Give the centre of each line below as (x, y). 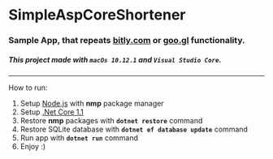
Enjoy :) (33, 147)
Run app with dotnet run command (79, 138)
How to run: (28, 88)
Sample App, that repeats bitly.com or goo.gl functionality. (127, 41)
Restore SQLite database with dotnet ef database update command (134, 129)
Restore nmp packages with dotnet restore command (111, 121)
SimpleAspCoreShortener (97, 15)
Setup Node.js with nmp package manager (92, 104)
